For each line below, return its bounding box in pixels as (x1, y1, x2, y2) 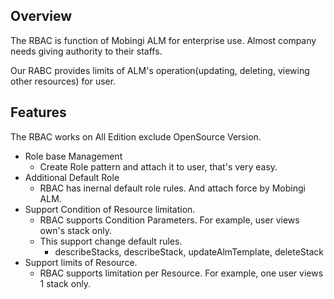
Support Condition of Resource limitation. (24, 203, 196, 215)
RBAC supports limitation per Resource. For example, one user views (39, 267, 324, 279)
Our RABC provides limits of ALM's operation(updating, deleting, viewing (10, 64, 310, 76)
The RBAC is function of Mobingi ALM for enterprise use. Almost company (10, 34, 317, 46)
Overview (10, 8, 73, 25)
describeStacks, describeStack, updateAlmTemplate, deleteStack (54, 245, 324, 258)
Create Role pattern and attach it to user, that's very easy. (39, 160, 278, 173)
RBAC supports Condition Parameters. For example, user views (39, 214, 300, 226)
